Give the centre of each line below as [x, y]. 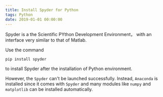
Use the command [25, 50]
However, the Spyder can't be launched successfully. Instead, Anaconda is [81, 79]
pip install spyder [26, 59]
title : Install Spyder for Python [42, 10]
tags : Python [19, 15]
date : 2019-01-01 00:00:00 [34, 19]
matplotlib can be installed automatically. [49, 89]
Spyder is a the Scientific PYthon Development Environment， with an [78, 35]
